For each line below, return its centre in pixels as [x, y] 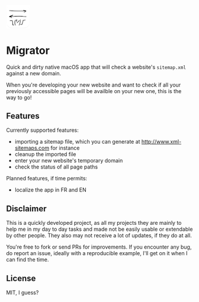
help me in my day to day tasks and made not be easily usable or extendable [99, 229]
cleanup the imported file [45, 154]
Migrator [28, 50]
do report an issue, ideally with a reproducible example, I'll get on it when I [97, 253]
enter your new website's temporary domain [69, 161]
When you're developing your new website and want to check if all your [94, 85]
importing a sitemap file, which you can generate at [77, 142]
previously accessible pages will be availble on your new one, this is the [94, 91]
